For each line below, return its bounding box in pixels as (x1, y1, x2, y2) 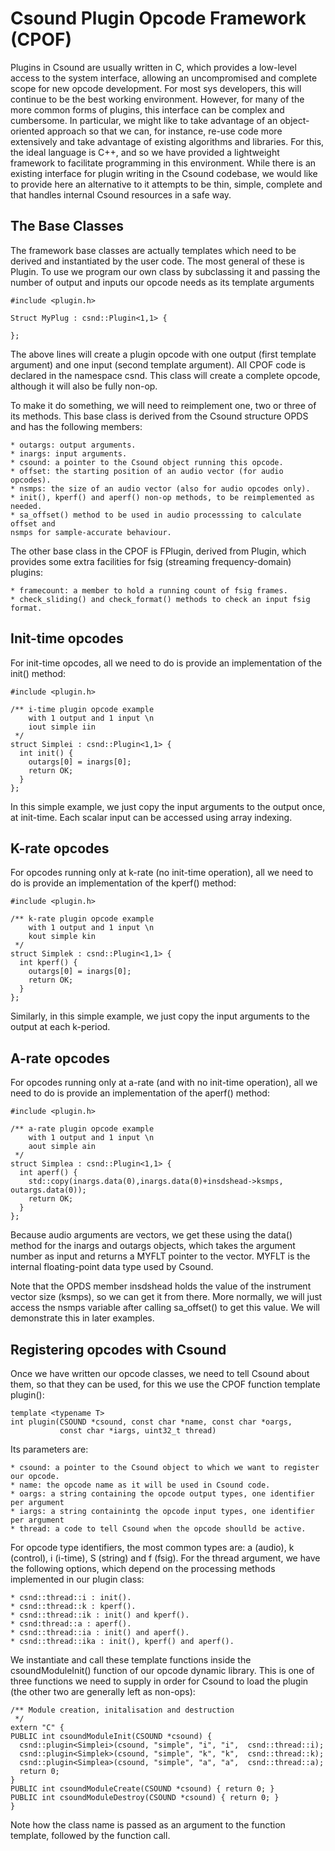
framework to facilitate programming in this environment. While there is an (10, 157, 317, 169)
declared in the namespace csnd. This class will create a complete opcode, (10, 369, 321, 381)
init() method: (10, 667, 67, 679)
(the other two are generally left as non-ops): (10, 1686, 196, 1697)
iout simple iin (28, 722, 97, 732)
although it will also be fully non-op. (10, 380, 158, 392)
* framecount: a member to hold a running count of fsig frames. (10, 585, 288, 596)
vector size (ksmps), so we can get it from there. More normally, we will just (10, 1291, 323, 1303)
